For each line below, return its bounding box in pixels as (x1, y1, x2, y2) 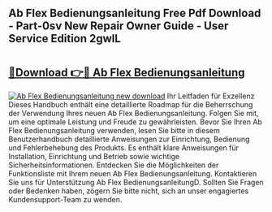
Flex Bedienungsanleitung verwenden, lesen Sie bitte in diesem (8, 126, 221, 135)
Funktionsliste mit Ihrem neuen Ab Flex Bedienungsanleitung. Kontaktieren (8, 169, 257, 178)
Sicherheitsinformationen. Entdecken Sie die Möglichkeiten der (8, 160, 219, 170)
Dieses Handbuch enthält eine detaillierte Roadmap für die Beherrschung (8, 100, 253, 109)
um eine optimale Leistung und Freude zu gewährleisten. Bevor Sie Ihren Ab (8, 117, 262, 127)
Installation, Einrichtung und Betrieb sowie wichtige (8, 152, 180, 161)
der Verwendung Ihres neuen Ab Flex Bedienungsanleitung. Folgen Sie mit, (8, 109, 259, 118)
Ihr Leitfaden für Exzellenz (166, 91, 255, 101)
